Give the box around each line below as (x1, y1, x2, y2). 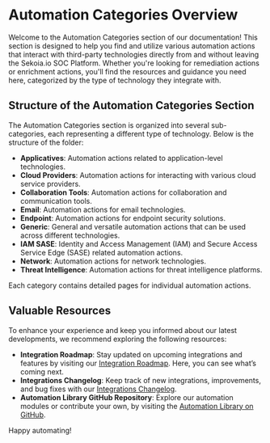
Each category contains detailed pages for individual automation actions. (8, 281, 251, 290)
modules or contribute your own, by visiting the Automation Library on (19, 401, 254, 411)
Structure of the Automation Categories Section (8, 99, 255, 112)
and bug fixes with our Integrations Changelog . (19, 384, 177, 394)
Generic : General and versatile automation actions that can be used (19, 221, 247, 231)
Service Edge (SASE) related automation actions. (19, 247, 184, 257)
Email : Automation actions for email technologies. (19, 205, 186, 214)
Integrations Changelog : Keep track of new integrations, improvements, (19, 375, 261, 385)
